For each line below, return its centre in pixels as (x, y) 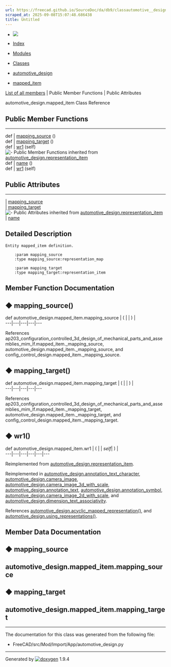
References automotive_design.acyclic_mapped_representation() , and (78, 510)
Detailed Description (39, 234)
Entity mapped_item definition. (39, 245)
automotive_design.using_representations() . (51, 516)
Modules (22, 54)
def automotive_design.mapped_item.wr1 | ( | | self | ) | (62, 448)
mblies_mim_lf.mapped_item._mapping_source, (55, 344)
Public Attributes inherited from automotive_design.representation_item (88, 213)
